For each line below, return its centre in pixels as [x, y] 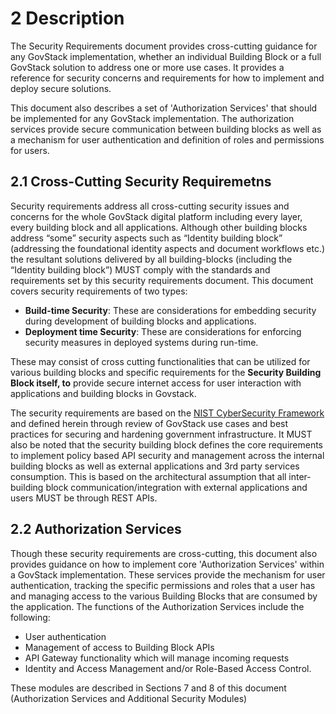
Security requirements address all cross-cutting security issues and [150, 206]
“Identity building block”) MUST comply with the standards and [140, 269]
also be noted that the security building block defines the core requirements [167, 444]
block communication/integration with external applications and [176, 487]
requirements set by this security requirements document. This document [162, 280]
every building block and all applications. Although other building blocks [159, 227]
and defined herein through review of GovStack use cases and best [149, 423]
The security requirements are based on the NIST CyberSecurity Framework [167, 413]
